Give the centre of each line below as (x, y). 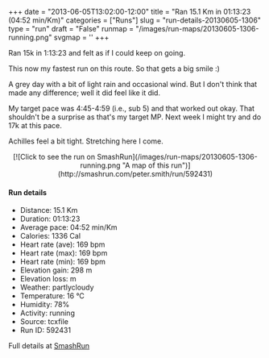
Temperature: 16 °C (52, 296)
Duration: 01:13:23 (50, 219)
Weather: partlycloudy (57, 287)
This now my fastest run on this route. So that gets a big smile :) (114, 69)
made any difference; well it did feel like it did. (85, 93)
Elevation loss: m (48, 279)
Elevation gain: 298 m (56, 270)
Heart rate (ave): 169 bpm (62, 244)
